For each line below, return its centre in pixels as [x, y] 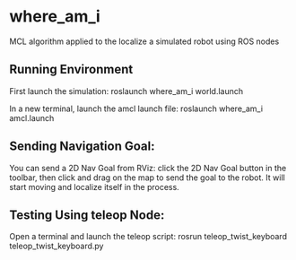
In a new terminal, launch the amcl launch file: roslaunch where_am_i [136, 108]
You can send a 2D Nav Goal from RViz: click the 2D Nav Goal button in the [148, 168]
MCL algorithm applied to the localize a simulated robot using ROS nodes [144, 41]
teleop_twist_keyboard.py [57, 246]
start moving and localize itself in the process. [94, 186]
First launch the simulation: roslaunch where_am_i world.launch [126, 91]
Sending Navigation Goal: [82, 147]
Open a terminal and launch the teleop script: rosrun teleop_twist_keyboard [148, 237]
